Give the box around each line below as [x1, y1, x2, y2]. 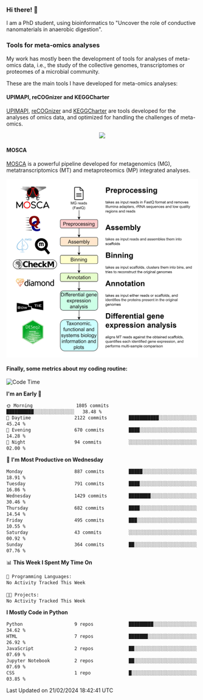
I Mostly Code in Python [6, 609, 68, 616]
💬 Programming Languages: [6, 574, 72, 580]
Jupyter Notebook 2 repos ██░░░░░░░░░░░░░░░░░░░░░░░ [6, 658, 198, 664]
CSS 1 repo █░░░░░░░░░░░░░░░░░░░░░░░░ [6, 670, 198, 676]
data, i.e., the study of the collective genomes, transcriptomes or [22, 61, 185, 69]
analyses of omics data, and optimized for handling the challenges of [6, 113, 179, 121]
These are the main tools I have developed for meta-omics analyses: [6, 79, 178, 87]
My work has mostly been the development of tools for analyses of [6, 55, 174, 62]
